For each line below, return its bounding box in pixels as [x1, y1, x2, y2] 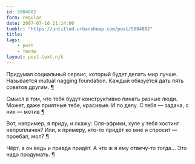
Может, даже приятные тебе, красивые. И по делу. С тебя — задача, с [6, 101, 189, 109]
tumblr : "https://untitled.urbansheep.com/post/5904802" [6, 25, 153, 32]
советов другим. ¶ [6, 83, 55, 91]
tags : [6, 37, 20, 43]
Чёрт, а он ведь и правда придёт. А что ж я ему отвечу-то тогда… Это [6, 144, 187, 151]
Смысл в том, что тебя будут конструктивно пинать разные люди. [6, 95, 178, 102]
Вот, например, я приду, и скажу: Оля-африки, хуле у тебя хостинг [6, 119, 180, 127]
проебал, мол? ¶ [6, 133, 50, 140]
